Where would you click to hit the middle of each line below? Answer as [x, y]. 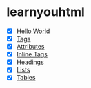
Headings [30, 62]
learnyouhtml [46, 12]
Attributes [30, 47]
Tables [26, 78]
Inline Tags [32, 54]
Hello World [33, 31]
